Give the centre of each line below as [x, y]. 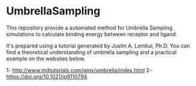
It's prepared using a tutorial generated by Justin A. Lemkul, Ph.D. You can [98, 46]
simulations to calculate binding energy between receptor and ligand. [92, 34]
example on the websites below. [46, 58]
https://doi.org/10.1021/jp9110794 [47, 76]
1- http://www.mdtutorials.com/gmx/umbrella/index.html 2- [79, 70]
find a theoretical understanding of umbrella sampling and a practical [91, 52]
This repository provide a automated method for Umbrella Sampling [89, 28]
